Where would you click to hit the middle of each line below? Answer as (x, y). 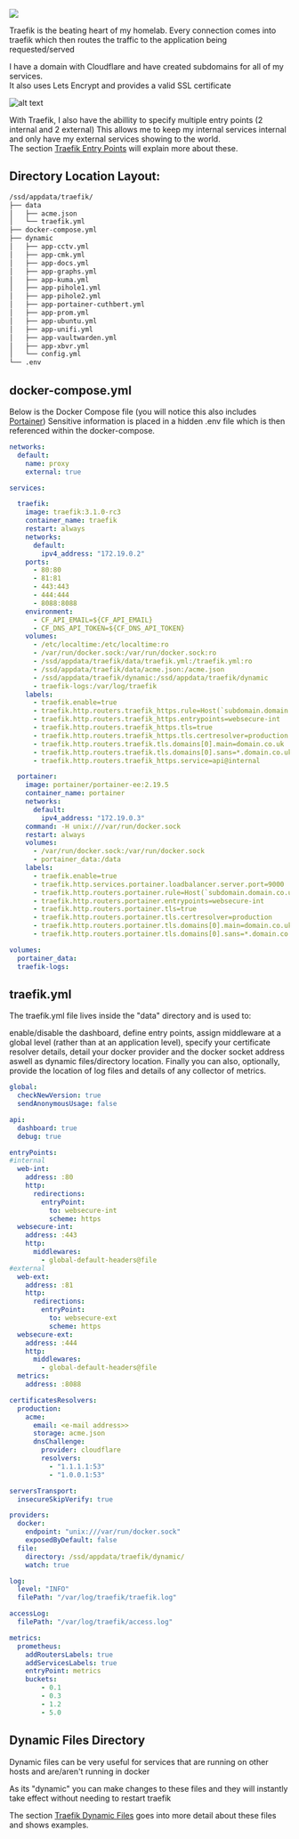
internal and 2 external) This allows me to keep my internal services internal (148, 130)
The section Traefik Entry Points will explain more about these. (124, 148)
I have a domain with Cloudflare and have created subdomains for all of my (147, 66)
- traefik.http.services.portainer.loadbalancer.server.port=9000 (158, 884)
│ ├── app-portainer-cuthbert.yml (77, 305)
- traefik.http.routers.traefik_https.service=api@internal (146, 761)
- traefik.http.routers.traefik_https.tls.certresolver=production (161, 736)
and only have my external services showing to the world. (115, 139)
